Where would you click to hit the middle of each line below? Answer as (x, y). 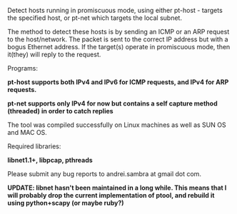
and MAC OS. (27, 132)
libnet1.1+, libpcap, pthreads (50, 160)
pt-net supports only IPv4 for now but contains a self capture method (112, 103)
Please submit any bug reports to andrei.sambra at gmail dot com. (105, 174)
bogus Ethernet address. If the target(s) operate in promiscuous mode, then (119, 47)
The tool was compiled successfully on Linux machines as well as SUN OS (117, 125)
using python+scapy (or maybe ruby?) (66, 203)
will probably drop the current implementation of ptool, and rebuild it (111, 195)
